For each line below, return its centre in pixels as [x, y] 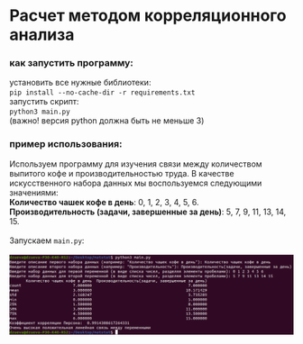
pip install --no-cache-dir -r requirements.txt [102, 93]
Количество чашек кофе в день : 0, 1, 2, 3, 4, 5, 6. [105, 202]
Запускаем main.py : [47, 240]
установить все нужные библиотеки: [80, 83]
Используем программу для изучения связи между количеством [136, 164]
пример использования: [66, 144]
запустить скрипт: [44, 102]
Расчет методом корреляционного [148, 16]
